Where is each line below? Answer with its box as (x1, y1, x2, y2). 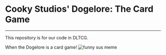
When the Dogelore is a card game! (5, 44, 78, 50)
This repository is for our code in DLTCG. (5, 34, 88, 40)
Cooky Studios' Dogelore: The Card (5, 3, 154, 15)
